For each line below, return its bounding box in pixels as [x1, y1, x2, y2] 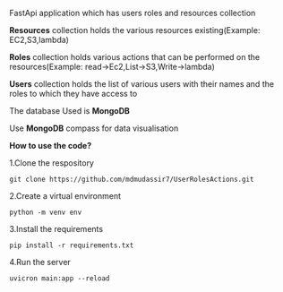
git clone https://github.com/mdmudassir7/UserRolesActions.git [9, 175, 254, 184]
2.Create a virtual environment [9, 191, 121, 201]
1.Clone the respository [9, 158, 94, 168]
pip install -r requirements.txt [9, 241, 134, 250]
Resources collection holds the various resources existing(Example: [9, 25, 261, 35]
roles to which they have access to [9, 89, 138, 99]
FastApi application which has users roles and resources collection [9, 8, 256, 18]
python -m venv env [9, 208, 82, 217]
